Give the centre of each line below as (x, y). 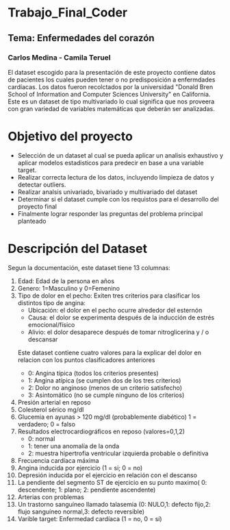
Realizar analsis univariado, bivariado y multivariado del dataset (107, 192)
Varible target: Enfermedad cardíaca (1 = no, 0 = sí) (90, 518)
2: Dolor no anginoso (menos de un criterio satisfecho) (105, 387)
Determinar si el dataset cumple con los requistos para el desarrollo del (118, 199)
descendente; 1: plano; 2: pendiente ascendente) (87, 490)
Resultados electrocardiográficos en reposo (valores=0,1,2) (101, 431)
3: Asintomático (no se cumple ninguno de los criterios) (106, 395)
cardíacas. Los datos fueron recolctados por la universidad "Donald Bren (111, 86)
